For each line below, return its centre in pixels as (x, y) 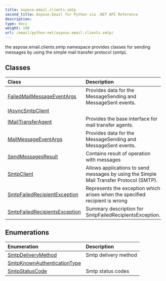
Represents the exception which (123, 188)
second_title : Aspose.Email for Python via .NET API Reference (72, 14)
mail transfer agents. (109, 125)
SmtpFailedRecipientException (43, 194)
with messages (103, 159)
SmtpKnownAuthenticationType (44, 263)
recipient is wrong (106, 201)
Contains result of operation (118, 153)
